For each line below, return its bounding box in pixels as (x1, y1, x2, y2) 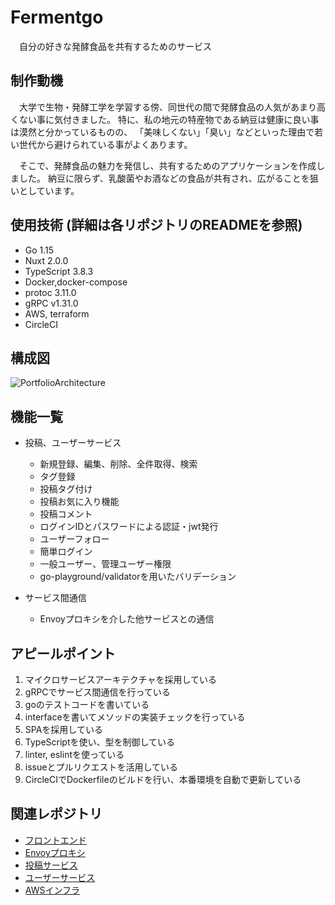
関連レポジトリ (10, 806, 103, 823)
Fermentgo (10, 6, 104, 29)
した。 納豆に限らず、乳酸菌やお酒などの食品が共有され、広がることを (18, 172, 310, 184)
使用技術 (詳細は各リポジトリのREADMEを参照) (10, 217, 303, 234)
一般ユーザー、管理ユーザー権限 (39, 558, 172, 570)
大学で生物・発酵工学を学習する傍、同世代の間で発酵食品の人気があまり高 (18, 101, 326, 113)
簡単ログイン (39, 546, 93, 558)
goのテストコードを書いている (24, 699, 150, 710)
